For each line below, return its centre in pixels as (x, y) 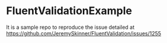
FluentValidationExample (69, 11)
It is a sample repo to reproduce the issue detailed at (70, 27)
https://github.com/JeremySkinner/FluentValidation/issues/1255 (84, 33)
